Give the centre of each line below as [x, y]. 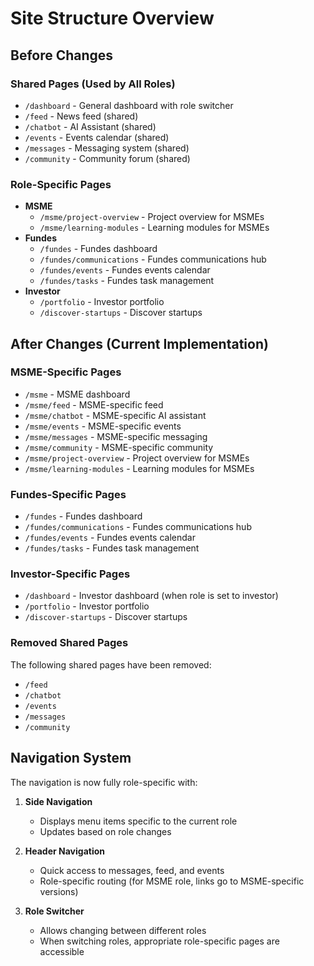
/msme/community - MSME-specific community [119, 447]
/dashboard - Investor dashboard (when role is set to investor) [151, 596]
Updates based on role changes [105, 831]
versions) [59, 891]
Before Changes [62, 55]
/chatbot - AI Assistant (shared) [90, 126]
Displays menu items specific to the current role [138, 821]
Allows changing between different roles [123, 930]
